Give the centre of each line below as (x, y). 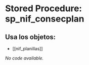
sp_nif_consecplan (45, 19)
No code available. (24, 58)
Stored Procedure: (44, 9)
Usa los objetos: (30, 37)
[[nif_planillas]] (27, 49)
